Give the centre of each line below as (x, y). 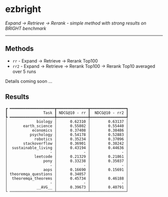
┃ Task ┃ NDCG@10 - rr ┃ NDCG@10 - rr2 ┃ (67, 113)
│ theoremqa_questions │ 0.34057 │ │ (67, 174)
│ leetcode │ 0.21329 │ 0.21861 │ (67, 156)
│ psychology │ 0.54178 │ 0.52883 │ (67, 134)
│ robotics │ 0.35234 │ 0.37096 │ (67, 139)
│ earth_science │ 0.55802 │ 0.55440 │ (67, 126)
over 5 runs (24, 71)
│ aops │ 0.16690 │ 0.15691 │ (67, 169)
